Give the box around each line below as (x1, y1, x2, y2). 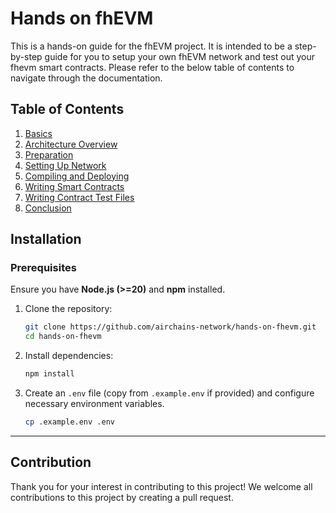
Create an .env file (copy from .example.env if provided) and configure (24, 387, 315, 399)
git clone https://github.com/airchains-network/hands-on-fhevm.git (24, 322, 317, 332)
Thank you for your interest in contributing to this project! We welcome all (10, 480, 313, 492)
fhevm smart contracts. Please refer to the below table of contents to (10, 61, 295, 73)
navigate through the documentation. (10, 72, 163, 84)
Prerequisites (10, 261, 77, 275)
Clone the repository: (24, 303, 113, 315)
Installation (10, 231, 82, 248)
